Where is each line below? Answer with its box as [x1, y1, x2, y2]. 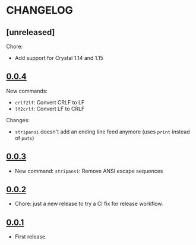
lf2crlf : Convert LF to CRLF [14, 105, 85, 112]
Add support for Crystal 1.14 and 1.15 [14, 55, 104, 61]
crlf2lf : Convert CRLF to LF [14, 98, 85, 106]
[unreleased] [6, 27, 55, 37]
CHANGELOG [6, 4, 73, 17]
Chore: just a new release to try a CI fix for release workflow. [14, 200, 163, 208]
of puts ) [14, 134, 34, 141]
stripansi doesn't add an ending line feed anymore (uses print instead [14, 128, 190, 135]
